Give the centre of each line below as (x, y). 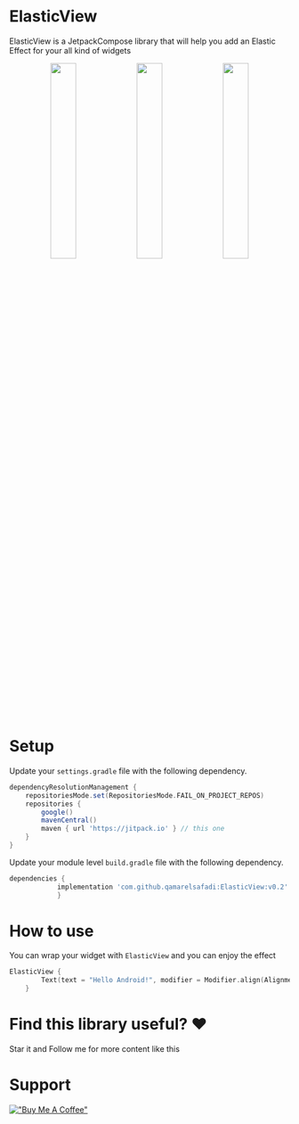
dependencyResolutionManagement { (73, 787)
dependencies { (37, 878)
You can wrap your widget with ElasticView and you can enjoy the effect (142, 956)
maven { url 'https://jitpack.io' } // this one (133, 829)
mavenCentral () (69, 820)
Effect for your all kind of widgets (70, 50)
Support (40, 1085)
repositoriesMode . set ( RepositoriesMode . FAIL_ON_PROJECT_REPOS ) (145, 795)
